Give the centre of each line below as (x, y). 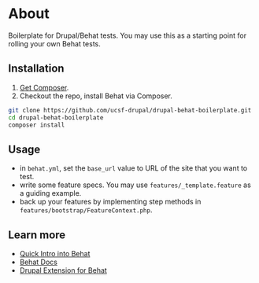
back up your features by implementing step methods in (110, 202)
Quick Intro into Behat (55, 254)
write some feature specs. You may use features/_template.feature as (135, 185)
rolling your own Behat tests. (54, 43)
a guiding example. (50, 193)
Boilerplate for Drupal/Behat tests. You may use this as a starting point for (127, 35)
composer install (37, 125)
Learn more (37, 235)
